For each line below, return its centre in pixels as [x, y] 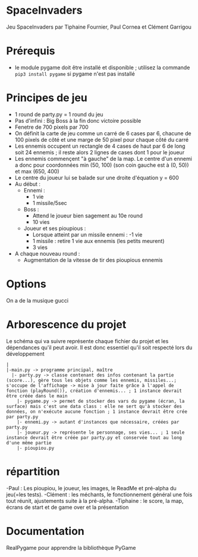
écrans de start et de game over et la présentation [67, 507]
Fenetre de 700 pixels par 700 [52, 127]
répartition [33, 472]
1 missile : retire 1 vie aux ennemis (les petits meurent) [98, 241]
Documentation [45, 531]
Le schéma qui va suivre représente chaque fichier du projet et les [87, 341]
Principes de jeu [47, 98]
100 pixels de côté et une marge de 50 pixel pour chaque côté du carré [102, 139]
